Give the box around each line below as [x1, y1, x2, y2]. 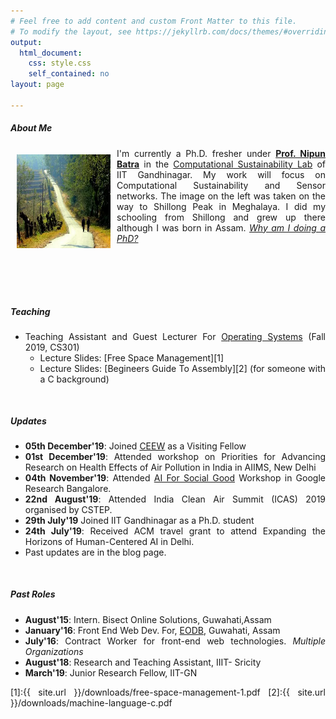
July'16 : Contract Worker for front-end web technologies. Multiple [24, 635, 326, 647]
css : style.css [28, 58, 92, 69]
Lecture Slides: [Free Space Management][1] [39, 352, 225, 364]
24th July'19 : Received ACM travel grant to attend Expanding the [24, 525, 326, 537]
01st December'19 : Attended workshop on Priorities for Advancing [24, 451, 326, 463]
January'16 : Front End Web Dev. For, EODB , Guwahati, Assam [24, 624, 281, 636]
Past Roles [10, 588, 56, 600]
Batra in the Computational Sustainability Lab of [116, 158, 326, 170]
